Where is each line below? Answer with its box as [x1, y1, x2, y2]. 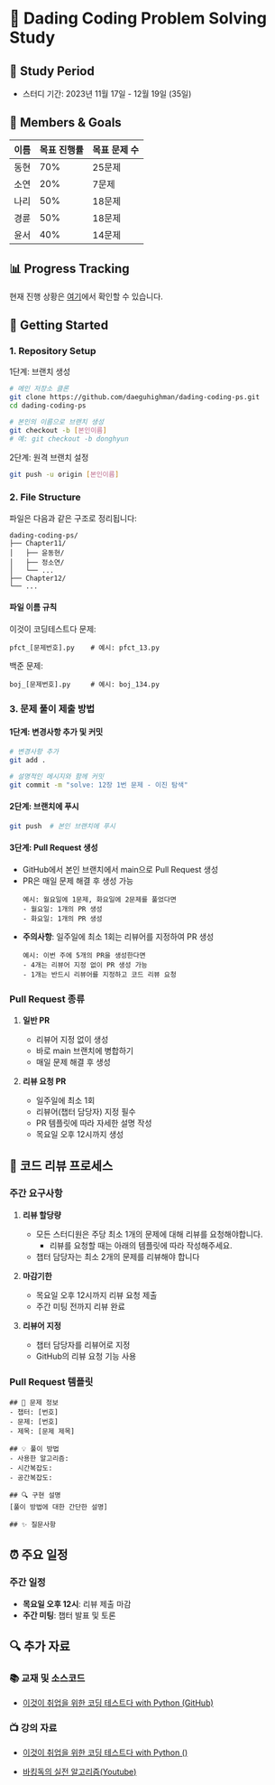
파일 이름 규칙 [9, 602, 57, 612]
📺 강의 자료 [9, 1722, 58, 1734]
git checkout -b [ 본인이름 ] [9, 425, 107, 435]
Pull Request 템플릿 [9, 1375, 94, 1388]
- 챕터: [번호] [9, 1408, 59, 1417]
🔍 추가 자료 [9, 1639, 70, 1654]
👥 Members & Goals [9, 115, 122, 130]
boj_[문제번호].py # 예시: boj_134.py [9, 679, 160, 689]
